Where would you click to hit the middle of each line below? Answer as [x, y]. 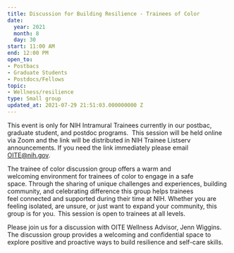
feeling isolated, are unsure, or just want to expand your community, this [112, 206]
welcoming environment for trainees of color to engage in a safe [100, 176]
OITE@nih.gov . [29, 155]
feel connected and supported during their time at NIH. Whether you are [112, 198]
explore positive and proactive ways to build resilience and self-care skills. [115, 242]
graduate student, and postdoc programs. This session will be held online [115, 132]
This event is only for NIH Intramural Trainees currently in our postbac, [110, 125]
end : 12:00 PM [28, 53]
